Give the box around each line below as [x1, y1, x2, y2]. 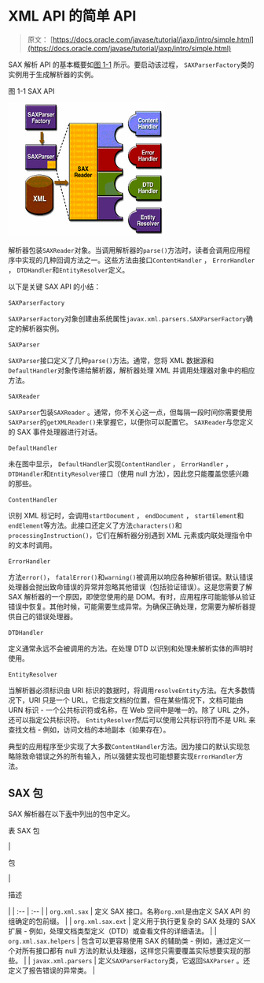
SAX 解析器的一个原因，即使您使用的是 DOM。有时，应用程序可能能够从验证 [8, 592, 256, 601]
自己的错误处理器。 [14, 611, 77, 621]
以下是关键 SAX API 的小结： [8, 281, 101, 291]
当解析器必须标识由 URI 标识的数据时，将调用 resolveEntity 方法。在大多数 [8, 685, 249, 695]
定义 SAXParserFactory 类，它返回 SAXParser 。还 [97, 955, 251, 965]
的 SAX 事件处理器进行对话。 [8, 427, 102, 436]
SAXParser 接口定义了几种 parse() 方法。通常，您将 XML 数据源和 [8, 355, 214, 365]
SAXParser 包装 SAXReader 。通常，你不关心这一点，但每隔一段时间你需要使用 [8, 407, 253, 417]
